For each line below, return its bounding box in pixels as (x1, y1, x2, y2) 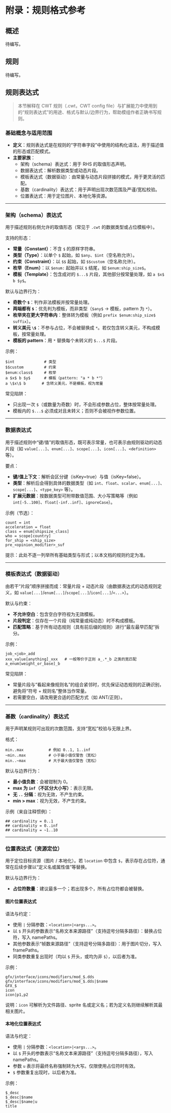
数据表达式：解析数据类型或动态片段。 (20, 167, 101, 173)
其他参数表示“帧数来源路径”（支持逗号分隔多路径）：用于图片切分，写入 (12, 940, 162, 946)
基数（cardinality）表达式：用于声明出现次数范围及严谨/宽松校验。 (20, 186, 160, 193)
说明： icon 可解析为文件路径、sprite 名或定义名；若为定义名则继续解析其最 (5, 1001, 163, 1008)
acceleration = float (5, 524, 51, 530)
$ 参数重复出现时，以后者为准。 (12, 1069, 79, 1075)
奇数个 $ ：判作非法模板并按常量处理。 (12, 299, 93, 306)
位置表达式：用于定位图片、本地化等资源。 (20, 193, 110, 199)
